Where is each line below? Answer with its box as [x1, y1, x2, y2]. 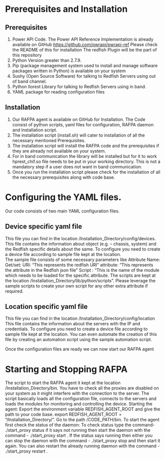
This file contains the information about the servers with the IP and [5, 321, 140, 327]
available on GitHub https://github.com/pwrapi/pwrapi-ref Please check [12, 42, 158, 48]
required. [5, 288, 24, 294]
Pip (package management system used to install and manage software [12, 63, 158, 68]
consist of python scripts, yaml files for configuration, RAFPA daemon [12, 121, 154, 127]
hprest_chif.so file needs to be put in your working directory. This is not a [12, 158, 161, 164]
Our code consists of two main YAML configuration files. [5, 208, 120, 214]
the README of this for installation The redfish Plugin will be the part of [12, 47, 157, 52]
